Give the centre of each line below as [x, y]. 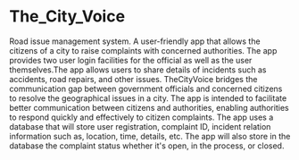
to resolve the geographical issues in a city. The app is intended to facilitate [148, 98]
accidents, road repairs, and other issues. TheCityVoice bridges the [133, 79]
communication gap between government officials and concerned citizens [146, 88]
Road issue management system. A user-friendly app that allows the [135, 41]
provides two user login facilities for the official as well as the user [131, 60]
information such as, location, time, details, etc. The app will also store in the [150, 136]
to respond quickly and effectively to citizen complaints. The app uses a [141, 117]
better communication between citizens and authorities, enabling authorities [149, 107]
